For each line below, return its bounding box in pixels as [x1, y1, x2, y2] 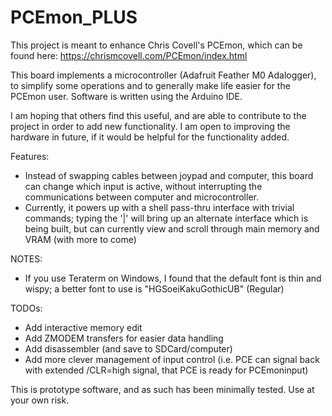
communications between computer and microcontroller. [24, 191, 259, 203]
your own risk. [10, 394, 70, 406]
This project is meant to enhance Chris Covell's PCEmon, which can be [10, 39, 303, 51]
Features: [10, 150, 50, 162]
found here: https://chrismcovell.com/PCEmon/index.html [10, 49, 248, 61]
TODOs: [10, 302, 43, 314]
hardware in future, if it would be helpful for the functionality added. [10, 131, 290, 143]
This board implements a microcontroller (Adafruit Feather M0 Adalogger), [10, 69, 317, 81]
